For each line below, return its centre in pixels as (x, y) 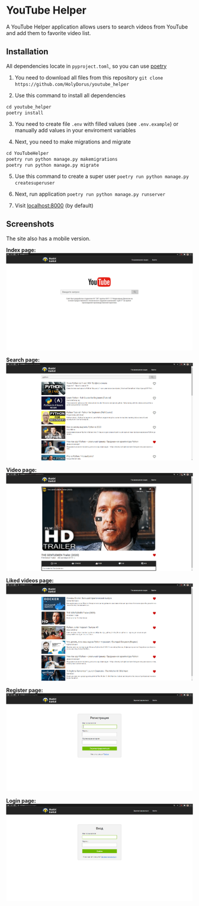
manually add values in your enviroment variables (75, 130)
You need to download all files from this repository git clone (89, 77)
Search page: (23, 360)
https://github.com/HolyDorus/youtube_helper (72, 84)
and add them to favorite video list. (49, 33)
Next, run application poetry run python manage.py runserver (90, 194)
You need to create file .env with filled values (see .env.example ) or (97, 124)
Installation (27, 52)
